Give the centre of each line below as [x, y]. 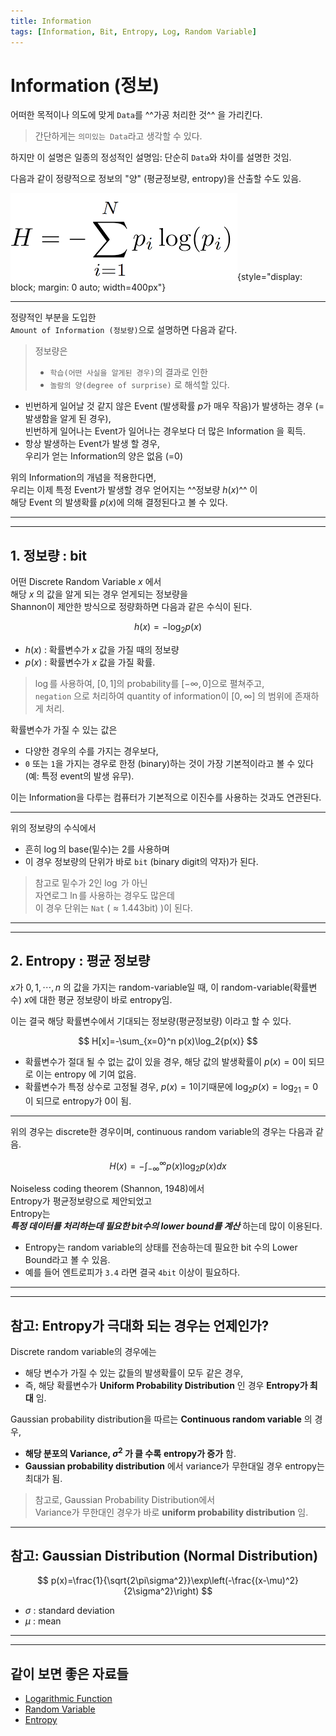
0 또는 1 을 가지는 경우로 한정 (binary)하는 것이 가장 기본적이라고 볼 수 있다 [169, 764]
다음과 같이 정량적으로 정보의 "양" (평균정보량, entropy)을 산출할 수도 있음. [156, 179]
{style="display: [270, 277]
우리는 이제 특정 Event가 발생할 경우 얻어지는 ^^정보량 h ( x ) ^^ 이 [134, 490]
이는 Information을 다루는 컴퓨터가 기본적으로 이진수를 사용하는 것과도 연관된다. [166, 797]
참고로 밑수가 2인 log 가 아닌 [91, 883]
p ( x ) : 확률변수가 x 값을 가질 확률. [90, 662]
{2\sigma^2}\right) [161, 1591]
